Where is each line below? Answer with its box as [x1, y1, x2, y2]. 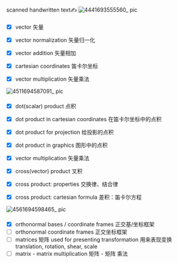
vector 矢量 [15, 23, 44, 31]
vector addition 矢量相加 [15, 49, 76, 56]
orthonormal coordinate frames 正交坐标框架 [15, 228, 128, 235]
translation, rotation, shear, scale [15, 242, 98, 250]
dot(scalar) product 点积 [15, 102, 76, 109]
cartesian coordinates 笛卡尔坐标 [15, 62, 99, 70]
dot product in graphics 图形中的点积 [15, 141, 108, 149]
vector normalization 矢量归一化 [15, 36, 96, 43]
